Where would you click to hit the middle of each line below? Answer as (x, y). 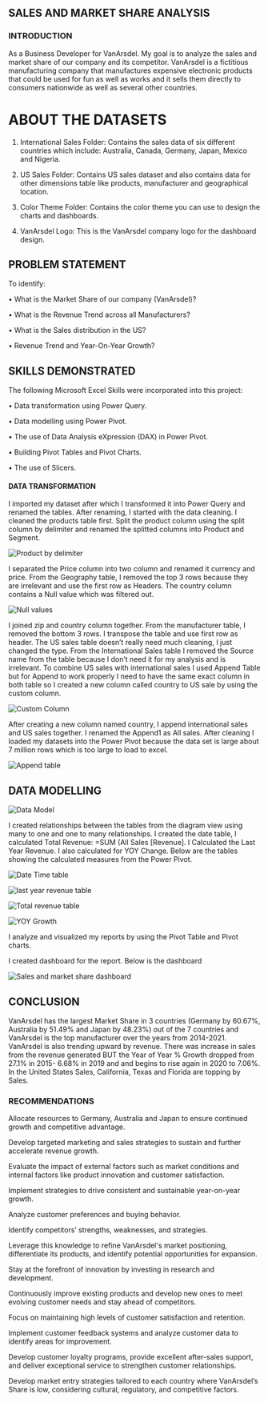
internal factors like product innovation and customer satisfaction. (117, 1175)
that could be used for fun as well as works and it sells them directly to (125, 78)
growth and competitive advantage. (67, 1127)
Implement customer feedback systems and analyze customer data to (123, 1333)
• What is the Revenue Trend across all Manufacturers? (99, 314)
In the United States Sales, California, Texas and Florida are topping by (125, 1072)
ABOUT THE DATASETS (88, 120)
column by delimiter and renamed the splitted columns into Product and (126, 529)
